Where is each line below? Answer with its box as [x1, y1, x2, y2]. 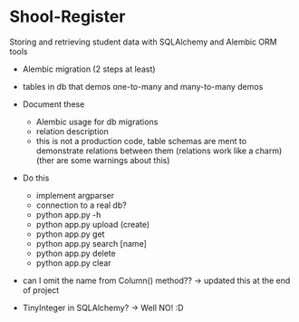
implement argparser [35, 190, 115, 200]
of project [22, 284, 60, 296]
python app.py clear [35, 257, 111, 268]
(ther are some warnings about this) [35, 154, 170, 165]
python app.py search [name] [35, 238, 147, 249]
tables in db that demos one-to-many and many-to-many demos [22, 81, 264, 92]
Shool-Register [9, 6, 126, 27]
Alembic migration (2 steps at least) [22, 63, 156, 74]
